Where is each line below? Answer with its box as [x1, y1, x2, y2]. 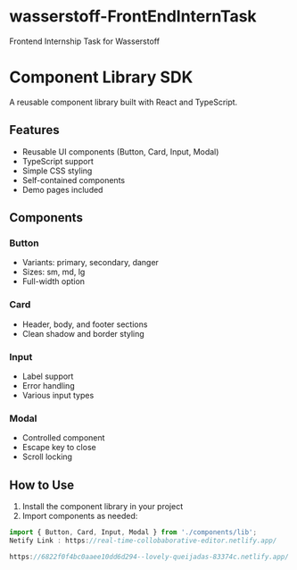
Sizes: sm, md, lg [21, 266, 86, 278]
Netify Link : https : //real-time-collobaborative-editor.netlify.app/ [9, 536, 277, 545]
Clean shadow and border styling [21, 328, 144, 339]
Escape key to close [21, 442, 96, 453]
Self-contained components [21, 174, 126, 185]
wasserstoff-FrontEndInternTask [9, 6, 257, 27]
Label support [21, 371, 74, 381]
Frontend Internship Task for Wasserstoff [9, 36, 161, 46]
